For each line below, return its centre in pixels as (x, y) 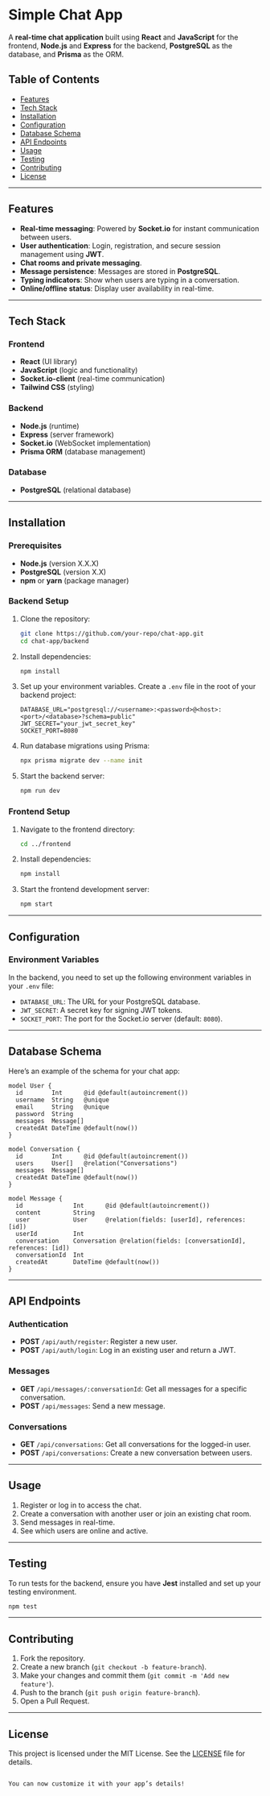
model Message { (35, 1198)
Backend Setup (39, 601)
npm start (37, 904)
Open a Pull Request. (55, 1701)
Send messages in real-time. (67, 1522)
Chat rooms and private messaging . (81, 263)
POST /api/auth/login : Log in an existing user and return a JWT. (128, 1350)
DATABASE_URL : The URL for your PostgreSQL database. (110, 1002)
